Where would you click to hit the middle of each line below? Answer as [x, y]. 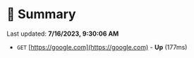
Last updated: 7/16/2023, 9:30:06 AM [63, 34]
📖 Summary [41, 14]
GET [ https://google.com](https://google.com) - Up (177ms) [102, 47]
